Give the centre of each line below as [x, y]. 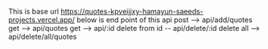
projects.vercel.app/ [41, 20]
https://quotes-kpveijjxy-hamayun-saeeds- [132, 11]
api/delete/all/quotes [43, 36]
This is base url [33, 11]
